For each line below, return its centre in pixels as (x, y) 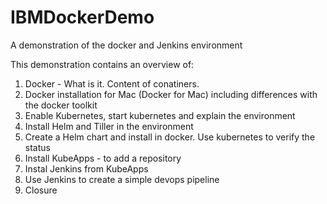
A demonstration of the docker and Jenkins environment (126, 45)
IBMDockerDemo (82, 17)
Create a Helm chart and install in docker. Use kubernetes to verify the (170, 137)
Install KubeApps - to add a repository (103, 158)
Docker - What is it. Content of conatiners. (112, 83)
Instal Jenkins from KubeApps (86, 168)
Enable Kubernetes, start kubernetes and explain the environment (160, 115)
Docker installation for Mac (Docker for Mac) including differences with (171, 94)
